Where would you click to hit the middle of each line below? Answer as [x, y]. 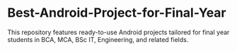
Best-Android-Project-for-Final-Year [117, 13]
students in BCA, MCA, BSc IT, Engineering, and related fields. [98, 39]
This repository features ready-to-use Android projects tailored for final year [118, 32]
